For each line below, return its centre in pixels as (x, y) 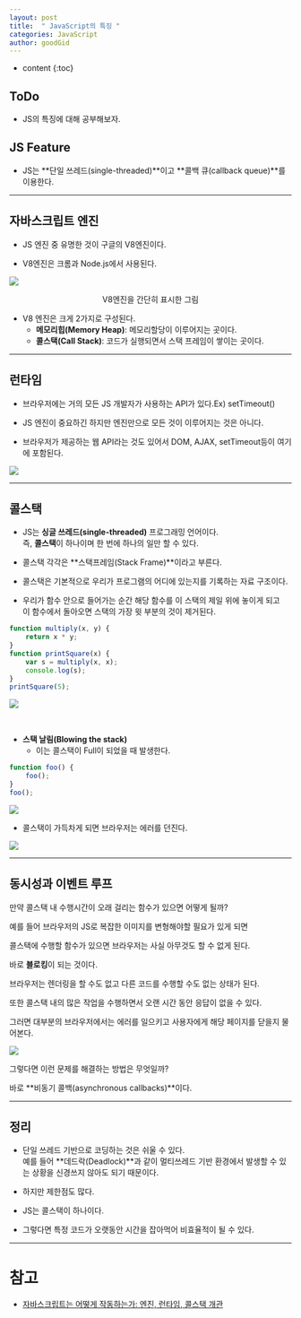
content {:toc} (48, 68)
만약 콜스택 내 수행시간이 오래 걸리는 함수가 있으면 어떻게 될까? (119, 907)
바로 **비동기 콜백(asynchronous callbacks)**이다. (101, 1088)
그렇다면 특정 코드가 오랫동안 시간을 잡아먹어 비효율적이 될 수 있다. (138, 1230)
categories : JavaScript (54, 34)
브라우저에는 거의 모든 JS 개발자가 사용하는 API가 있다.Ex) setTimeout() (149, 403)
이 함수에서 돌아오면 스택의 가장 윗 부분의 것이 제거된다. (119, 611)
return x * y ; (52, 637)
